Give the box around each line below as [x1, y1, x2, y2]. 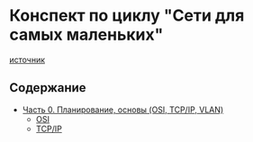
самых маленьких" [9, 24, 164, 45]
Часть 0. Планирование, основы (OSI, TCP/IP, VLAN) [22, 104, 224, 115]
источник [9, 54, 46, 65]
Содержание [9, 80, 87, 95]
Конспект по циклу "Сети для [9, 5, 245, 26]
